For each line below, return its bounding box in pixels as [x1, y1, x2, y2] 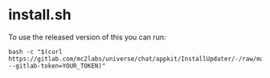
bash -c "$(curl [8, 47, 63, 55]
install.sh [8, 6, 72, 24]
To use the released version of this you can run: [8, 32, 166, 42]
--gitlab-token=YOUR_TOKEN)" [8, 62, 106, 70]
